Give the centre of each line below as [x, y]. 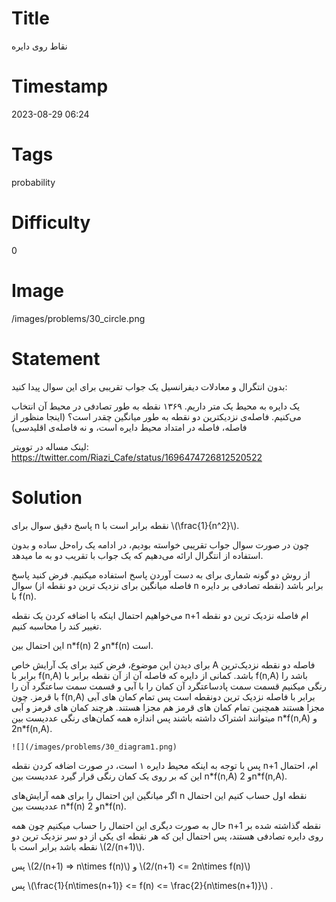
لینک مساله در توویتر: [50, 446]
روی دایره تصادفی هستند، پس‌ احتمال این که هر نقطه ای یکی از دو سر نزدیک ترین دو [167, 836]
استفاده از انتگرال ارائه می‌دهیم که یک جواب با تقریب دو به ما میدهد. [137, 555]
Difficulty [51, 223]
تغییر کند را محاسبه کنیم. [57, 626]
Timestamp [60, 86]
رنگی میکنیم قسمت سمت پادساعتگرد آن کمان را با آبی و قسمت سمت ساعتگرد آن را [169, 686]
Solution [47, 497]
